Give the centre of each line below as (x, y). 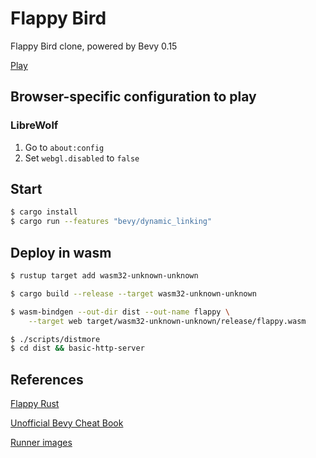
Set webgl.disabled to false (82, 158)
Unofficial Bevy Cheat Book (67, 423)
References (47, 379)
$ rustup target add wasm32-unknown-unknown (104, 276)
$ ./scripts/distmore (55, 339)
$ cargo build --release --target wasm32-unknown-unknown (133, 293)
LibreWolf (34, 125)
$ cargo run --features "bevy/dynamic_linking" (111, 222)
